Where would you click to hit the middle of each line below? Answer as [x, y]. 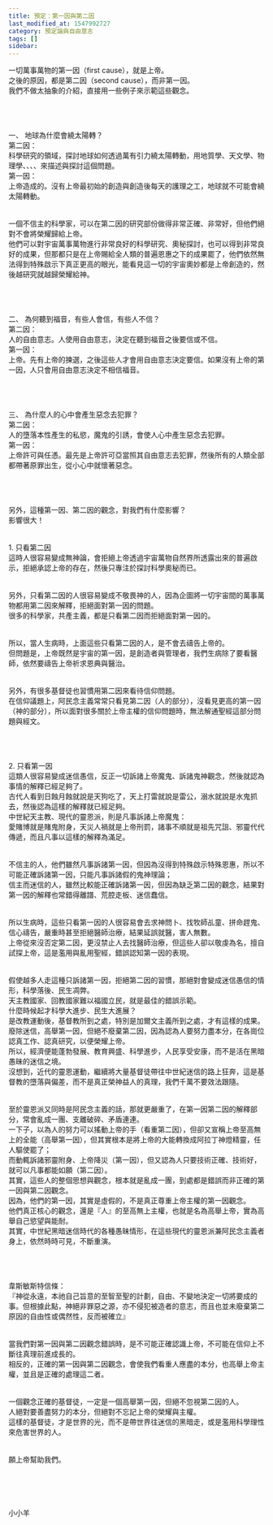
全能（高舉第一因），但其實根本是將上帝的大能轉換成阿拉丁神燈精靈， [138, 1140]
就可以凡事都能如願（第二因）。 [60, 1170]
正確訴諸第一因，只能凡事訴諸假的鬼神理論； [97, 875]
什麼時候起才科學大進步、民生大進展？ [72, 1011]
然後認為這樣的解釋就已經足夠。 [76, 807]
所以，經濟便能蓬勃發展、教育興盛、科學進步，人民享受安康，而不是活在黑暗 [136, 1051]
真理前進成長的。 [51, 1354]
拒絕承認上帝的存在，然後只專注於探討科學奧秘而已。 [111, 568]
